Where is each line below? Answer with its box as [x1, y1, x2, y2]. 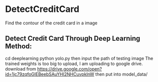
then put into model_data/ [95, 71, 148, 77]
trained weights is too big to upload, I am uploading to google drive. [5, 61, 143, 67]
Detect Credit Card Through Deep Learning [5, 34, 140, 43]
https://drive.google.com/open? [37, 66, 103, 72]
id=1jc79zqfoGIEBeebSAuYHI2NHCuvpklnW [5, 71, 95, 77]
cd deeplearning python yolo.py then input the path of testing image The [5, 55, 154, 61]
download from [5, 66, 36, 72]
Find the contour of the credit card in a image [5, 20, 98, 26]
